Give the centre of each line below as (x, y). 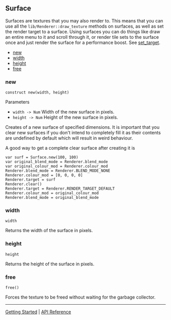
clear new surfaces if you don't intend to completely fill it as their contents (83, 133)
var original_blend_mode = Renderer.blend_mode (57, 162)
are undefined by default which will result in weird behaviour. (69, 138)
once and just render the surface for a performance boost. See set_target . (83, 42)
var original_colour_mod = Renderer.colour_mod (57, 166)
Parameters (17, 102)
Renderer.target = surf (31, 180)
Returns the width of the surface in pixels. (49, 231)
